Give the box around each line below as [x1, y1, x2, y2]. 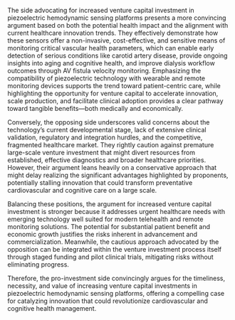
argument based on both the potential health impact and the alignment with [7, 21, 229, 29]
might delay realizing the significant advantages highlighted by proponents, [7, 171, 229, 179]
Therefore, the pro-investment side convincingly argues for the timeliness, [7, 274, 226, 282]
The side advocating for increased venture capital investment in [7, 6, 194, 14]
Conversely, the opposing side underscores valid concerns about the [7, 118, 210, 127]
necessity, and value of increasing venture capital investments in [7, 282, 197, 290]
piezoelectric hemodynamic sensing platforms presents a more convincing [7, 14, 226, 22]
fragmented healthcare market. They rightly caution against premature [7, 141, 214, 149]
